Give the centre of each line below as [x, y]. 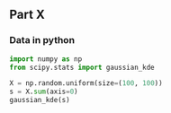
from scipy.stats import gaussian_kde [82, 67]
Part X [27, 15]
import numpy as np [46, 59]
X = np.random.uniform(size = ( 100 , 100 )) [86, 83]
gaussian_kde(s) [40, 100]
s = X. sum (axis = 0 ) [44, 92]
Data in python [42, 40]
